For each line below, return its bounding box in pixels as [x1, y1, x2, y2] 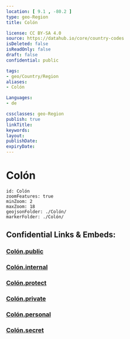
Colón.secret [6, 326, 44, 334]
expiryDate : [6, 144, 35, 150]
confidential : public [6, 57, 59, 63]
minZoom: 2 [6, 198, 33, 204]
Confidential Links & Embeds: [6, 230, 116, 240]
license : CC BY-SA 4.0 [6, 30, 61, 36]
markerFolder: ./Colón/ [6, 213, 64, 220]
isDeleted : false [6, 41, 49, 47]
